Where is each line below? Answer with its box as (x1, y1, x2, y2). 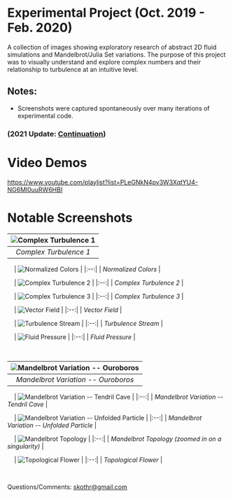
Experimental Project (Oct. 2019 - (7, 5, 205, 21)
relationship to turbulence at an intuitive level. (7, 65, 139, 73)
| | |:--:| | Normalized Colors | (13, 264, 161, 273)
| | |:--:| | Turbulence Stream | (13, 319, 163, 327)
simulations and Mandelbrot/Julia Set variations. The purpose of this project (7, 50, 226, 59)
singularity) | (7, 442, 44, 450)
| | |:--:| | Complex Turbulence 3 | (13, 292, 184, 300)
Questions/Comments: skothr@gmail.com (7, 483, 127, 491)
